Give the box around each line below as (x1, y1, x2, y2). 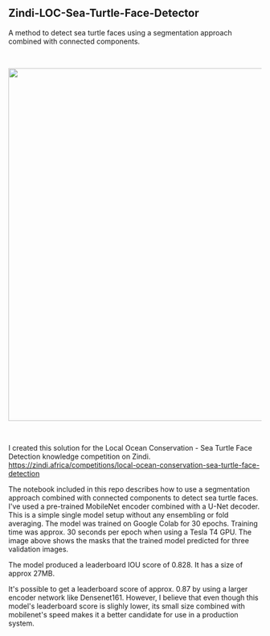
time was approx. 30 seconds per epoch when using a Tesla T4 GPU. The (8, 527, 252, 537)
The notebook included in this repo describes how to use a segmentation (8, 484, 251, 494)
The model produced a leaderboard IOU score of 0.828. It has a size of (8, 559, 243, 569)
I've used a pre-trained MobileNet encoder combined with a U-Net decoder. (8, 501, 260, 511)
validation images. (8, 544, 69, 554)
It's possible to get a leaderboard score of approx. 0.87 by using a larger (8, 584, 248, 593)
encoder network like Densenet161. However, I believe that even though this (8, 592, 259, 602)
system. (8, 618, 35, 628)
